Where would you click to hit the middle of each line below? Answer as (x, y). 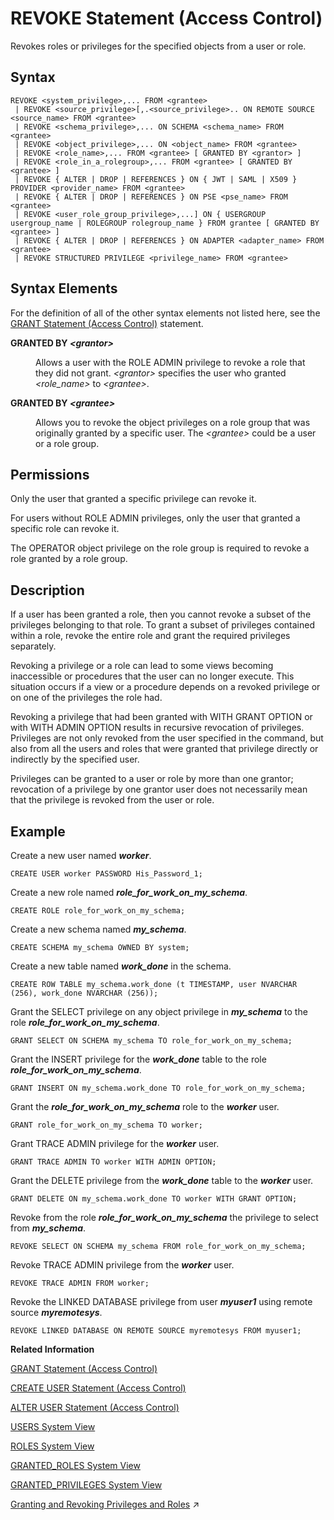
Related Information (52, 1349)
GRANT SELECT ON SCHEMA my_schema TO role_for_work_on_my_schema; (151, 1041)
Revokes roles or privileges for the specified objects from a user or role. (158, 46)
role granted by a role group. (69, 559)
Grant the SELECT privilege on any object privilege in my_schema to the (159, 1011)
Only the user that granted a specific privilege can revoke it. (133, 499)
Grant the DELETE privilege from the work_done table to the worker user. (162, 1180)
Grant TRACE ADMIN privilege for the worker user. (115, 1143)
